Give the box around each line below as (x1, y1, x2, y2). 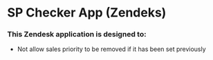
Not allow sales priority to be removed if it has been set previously (17, 45, 206, 53)
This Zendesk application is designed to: (7, 30, 147, 39)
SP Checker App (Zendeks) (7, 5, 167, 21)
